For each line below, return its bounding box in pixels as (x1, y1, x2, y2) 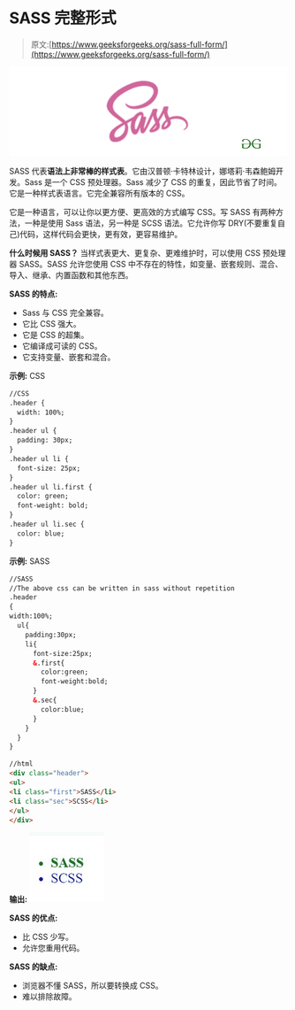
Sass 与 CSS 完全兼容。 (21, 307, 109, 318)
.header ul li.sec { (9, 520, 86, 529)
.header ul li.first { (9, 482, 93, 491)
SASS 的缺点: (9, 961, 58, 972)
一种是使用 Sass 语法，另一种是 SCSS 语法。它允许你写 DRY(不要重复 (24, 218, 278, 228)
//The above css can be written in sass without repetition (9, 583, 236, 593)
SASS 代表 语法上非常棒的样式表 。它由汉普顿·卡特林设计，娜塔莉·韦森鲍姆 (9, 166, 276, 176)
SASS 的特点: (9, 289, 58, 299)
